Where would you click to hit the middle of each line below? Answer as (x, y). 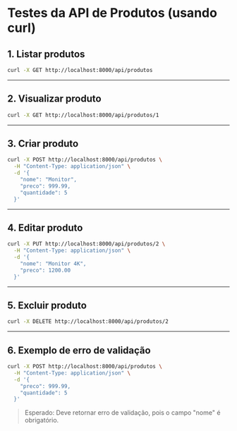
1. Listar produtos (46, 54)
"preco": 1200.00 (45, 270)
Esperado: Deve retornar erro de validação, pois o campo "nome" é (122, 413)
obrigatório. (42, 420)
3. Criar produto (43, 144)
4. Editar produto (45, 227)
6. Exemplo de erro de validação (79, 350)
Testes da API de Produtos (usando (112, 13)
